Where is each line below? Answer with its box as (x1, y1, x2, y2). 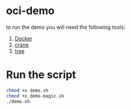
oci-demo (6, 4, 55, 18)
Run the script (6, 68, 76, 82)
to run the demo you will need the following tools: (6, 24, 126, 31)
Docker (14, 35, 33, 42)
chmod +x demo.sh (6, 87, 49, 94)
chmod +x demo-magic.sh (6, 93, 65, 99)
